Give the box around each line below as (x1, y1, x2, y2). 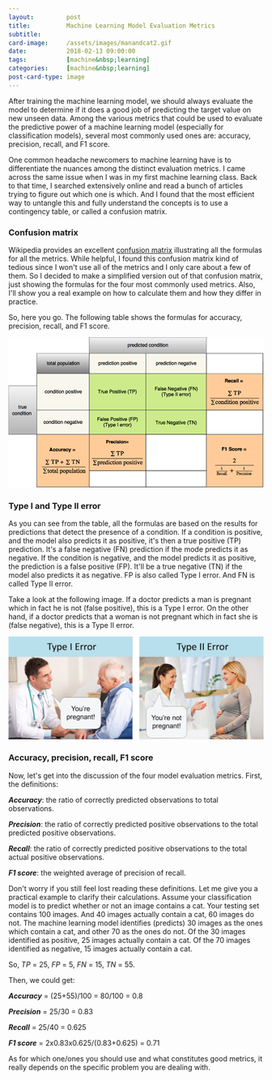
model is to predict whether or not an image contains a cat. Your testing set (8, 900, 260, 911)
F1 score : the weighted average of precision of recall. (8, 868, 186, 877)
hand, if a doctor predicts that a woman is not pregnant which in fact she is (8, 612, 258, 621)
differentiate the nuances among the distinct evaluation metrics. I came (8, 163, 245, 173)
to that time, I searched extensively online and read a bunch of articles (8, 181, 244, 190)
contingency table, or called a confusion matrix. (8, 207, 168, 216)
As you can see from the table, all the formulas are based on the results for (8, 519, 258, 528)
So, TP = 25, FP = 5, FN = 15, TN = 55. (8, 959, 135, 969)
